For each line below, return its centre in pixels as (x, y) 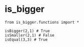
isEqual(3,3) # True (26, 40)
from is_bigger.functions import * (42, 22)
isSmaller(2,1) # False (30, 35)
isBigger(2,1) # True (27, 31)
